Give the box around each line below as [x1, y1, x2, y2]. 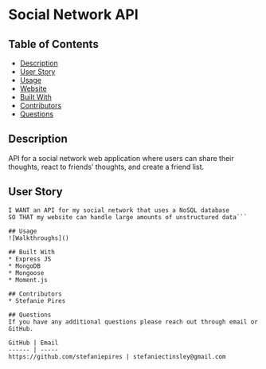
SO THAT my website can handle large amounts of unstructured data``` [8, 213, 248, 221]
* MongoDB [8, 261, 41, 270]
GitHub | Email [8, 339, 59, 347]
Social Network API [8, 6, 139, 24]
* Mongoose [8, 269, 45, 277]
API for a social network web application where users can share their [8, 153, 235, 163]
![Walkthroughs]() [8, 234, 69, 242]
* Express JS [8, 255, 52, 263]
